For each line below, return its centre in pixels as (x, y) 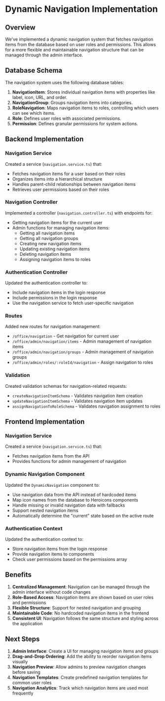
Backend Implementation (44, 139)
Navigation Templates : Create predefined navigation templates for (80, 677)
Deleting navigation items (45, 254)
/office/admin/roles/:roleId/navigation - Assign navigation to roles (83, 363)
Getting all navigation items (47, 233)
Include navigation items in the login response (59, 292)
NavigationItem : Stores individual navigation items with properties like (83, 92)
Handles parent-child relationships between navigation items (74, 184)
